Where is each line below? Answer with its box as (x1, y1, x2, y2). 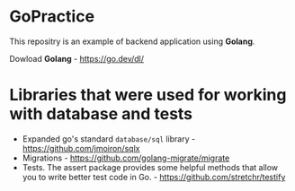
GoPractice (9, 6, 95, 27)
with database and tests (9, 104, 193, 125)
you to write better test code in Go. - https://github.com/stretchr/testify (22, 171, 286, 182)
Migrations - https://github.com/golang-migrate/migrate (22, 152, 230, 163)
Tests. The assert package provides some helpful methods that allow (22, 161, 279, 172)
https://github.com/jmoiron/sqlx (22, 143, 140, 153)
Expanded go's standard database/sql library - (22, 133, 196, 144)
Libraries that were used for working (9, 85, 287, 105)
